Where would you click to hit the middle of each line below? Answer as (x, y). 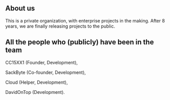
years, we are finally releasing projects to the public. (60, 26)
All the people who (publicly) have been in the (80, 42)
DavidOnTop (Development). (35, 92)
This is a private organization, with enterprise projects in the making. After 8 (85, 20)
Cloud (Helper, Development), (37, 82)
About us (20, 8)
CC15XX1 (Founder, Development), (42, 62)
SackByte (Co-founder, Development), (45, 72)
